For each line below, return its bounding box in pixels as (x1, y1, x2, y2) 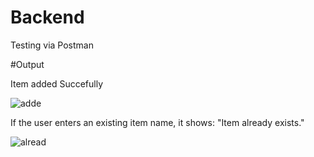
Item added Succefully (10, 77, 104, 90)
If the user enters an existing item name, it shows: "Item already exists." (10, 116, 305, 128)
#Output (10, 58, 45, 70)
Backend (10, 6, 85, 29)
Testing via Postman (10, 39, 94, 51)
